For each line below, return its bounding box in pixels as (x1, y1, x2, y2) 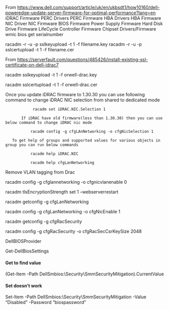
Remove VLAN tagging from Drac (5, 169, 75, 175)
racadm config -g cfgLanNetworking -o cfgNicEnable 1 (5, 209, 121, 214)
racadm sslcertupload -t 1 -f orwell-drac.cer (5, 81, 98, 88)
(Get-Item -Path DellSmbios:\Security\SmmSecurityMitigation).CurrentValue (5, 271, 164, 277)
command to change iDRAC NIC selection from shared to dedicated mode (5, 97, 160, 103)
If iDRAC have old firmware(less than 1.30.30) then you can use (21, 116, 163, 121)
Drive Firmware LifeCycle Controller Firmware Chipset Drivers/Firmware (5, 26, 156, 32)
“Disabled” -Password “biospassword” (5, 299, 87, 305)
